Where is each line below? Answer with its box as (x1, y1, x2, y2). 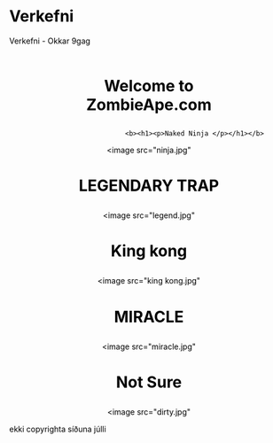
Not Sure (115, 372, 183, 392)
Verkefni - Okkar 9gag (9, 35, 91, 46)
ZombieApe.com (85, 95, 213, 114)
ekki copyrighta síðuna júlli (9, 424, 106, 434)
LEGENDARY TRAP (78, 175, 220, 196)
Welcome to (104, 75, 194, 96)
